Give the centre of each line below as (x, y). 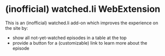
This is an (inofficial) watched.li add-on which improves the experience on (82, 23)
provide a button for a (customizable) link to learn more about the (80, 43)
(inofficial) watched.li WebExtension (83, 9)
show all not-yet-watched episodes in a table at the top (69, 38)
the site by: (17, 28)
